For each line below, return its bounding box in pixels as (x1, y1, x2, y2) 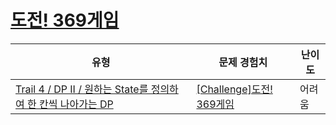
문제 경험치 (218, 55, 268, 69)
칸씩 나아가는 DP (39, 97, 114, 111)
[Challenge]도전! (196, 82, 273, 96)
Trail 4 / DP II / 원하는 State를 (15, 82, 149, 96)
